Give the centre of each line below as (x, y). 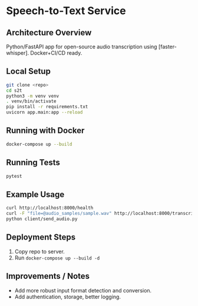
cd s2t (14, 90)
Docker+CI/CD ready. (56, 53)
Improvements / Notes (48, 276)
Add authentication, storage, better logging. (67, 297)
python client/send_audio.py (42, 219)
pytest (14, 176)
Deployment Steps (41, 237)
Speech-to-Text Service (66, 11)
